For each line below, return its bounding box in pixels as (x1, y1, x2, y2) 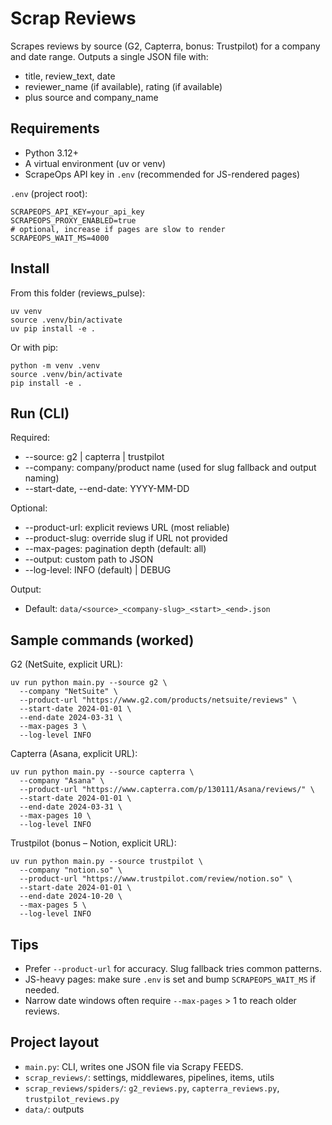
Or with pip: (10, 341, 59, 353)
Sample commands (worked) (10, 632, 195, 649)
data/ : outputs (24, 1103, 85, 1115)
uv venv (10, 306, 43, 316)
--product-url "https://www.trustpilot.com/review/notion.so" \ (19, 874, 293, 884)
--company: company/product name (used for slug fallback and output (24, 462, 317, 474)
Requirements (10, 120, 100, 137)
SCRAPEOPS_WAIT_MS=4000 (10, 233, 110, 243)
